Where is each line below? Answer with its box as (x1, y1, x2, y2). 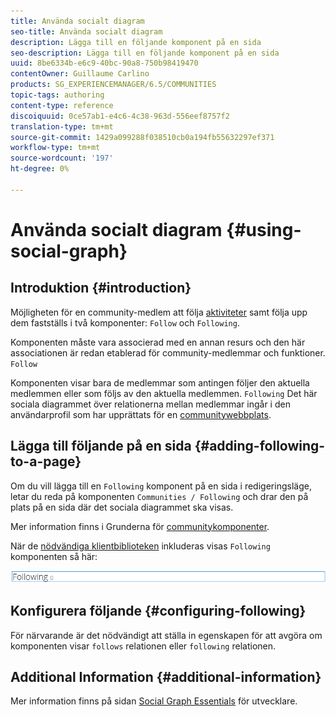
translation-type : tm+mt (10, 121, 114, 132)
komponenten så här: (10, 550, 98, 562)
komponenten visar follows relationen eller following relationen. (10, 640, 277, 652)
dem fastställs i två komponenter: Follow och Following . (10, 316, 240, 329)
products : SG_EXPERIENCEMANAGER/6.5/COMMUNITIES (10, 80, 217, 90)
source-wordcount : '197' (10, 153, 114, 164)
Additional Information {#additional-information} (10, 668, 322, 685)
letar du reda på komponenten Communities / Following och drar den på (10, 490, 309, 502)
